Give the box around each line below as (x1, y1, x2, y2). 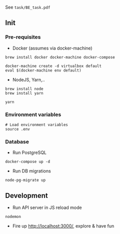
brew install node (5, 86, 43, 91)
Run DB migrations (12, 168, 51, 174)
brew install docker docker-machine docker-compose (5, 54, 115, 59)
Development (5, 191, 48, 199)
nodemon (5, 214, 21, 219)
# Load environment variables (5, 122, 68, 127)
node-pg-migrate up (5, 177, 46, 183)
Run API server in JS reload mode (12, 204, 82, 210)
